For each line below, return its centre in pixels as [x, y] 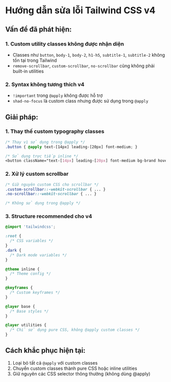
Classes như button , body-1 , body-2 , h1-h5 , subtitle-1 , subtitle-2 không [89, 55]
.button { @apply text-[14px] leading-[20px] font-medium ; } [72, 147]
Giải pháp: [22, 117]
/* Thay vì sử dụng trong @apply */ [45, 142]
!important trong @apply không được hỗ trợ [58, 96]
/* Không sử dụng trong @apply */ [43, 203]
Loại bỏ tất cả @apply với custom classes [55, 363]
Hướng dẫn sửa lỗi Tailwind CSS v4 [80, 10]
